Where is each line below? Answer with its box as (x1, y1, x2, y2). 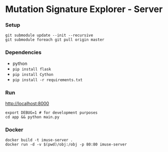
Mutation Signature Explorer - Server (5, 4, 163, 15)
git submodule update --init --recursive (5, 33, 94, 38)
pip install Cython (12, 72, 54, 77)
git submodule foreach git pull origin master (5, 37, 105, 42)
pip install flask (12, 66, 51, 71)
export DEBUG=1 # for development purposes (5, 110, 98, 115)
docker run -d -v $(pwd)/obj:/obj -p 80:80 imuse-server (5, 142, 127, 147)
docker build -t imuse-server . (5, 137, 73, 143)
